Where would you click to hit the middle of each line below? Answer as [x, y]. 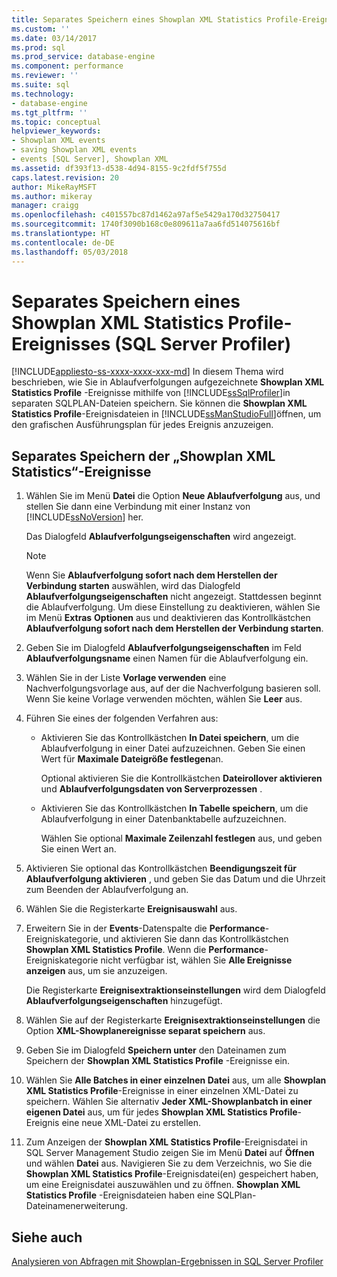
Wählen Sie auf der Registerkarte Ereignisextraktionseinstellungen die [173, 1020]
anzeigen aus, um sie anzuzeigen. [96, 971]
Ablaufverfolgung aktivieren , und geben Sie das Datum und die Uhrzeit [175, 879]
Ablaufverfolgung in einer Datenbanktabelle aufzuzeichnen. [163, 819]
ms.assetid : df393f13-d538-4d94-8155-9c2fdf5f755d [119, 168]
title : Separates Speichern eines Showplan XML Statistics [137, 19]
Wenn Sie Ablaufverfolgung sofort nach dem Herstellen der [151, 575]
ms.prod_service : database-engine [83, 57]
